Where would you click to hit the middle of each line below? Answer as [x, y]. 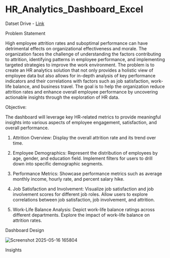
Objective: [16, 107]
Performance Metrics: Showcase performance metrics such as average [87, 174]
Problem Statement [25, 33]
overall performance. [27, 128]
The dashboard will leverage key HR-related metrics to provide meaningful [83, 117]
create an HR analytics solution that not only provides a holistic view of [79, 70]
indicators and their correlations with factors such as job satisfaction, [77, 81]
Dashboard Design [25, 230]
